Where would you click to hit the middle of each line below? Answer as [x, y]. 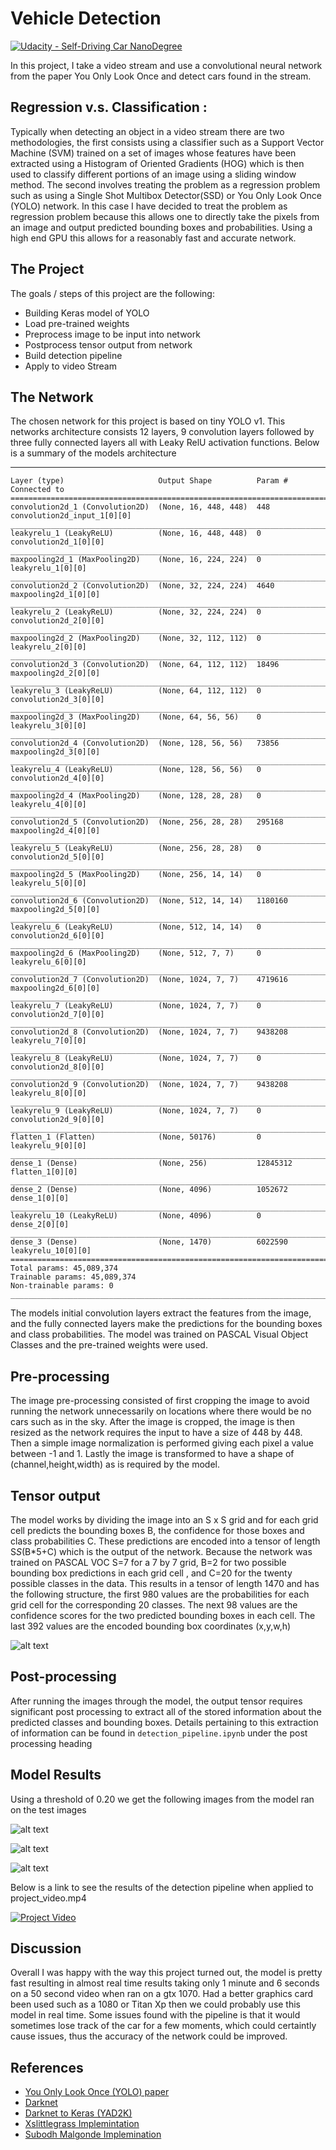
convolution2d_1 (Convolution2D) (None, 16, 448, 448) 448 [140, 507]
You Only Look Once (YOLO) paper [97, 2092]
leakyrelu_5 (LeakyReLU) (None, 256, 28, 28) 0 [136, 848]
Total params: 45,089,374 [64, 1268]
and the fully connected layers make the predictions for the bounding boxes [166, 1324]
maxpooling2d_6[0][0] [55, 988]
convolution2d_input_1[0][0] [71, 516]
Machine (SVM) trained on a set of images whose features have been [153, 153]
